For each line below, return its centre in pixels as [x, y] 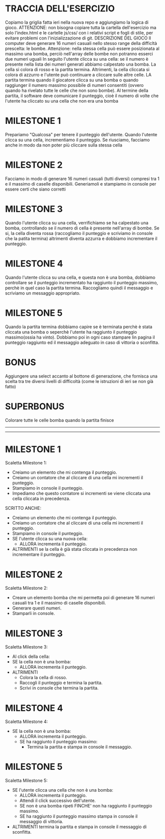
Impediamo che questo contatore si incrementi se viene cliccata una [81, 494]
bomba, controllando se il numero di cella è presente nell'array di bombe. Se [82, 228]
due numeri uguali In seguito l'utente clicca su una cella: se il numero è [77, 59]
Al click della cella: [31, 656]
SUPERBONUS [35, 406]
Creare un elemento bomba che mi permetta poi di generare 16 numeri [83, 598]
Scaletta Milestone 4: [27, 722]
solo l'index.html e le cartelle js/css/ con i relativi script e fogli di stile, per [79, 33]
